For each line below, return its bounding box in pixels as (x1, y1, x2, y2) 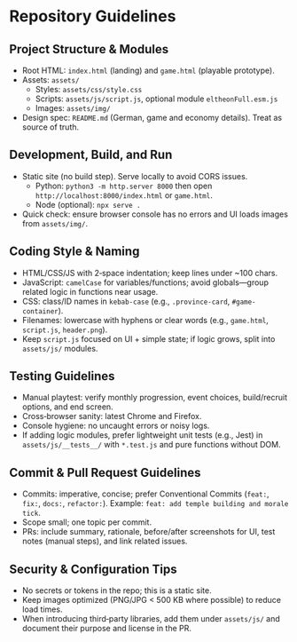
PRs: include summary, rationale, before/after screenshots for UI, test (21, 527, 276, 537)
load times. (21, 604, 63, 614)
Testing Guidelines (9, 369, 115, 384)
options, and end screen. (21, 401, 113, 412)
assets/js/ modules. (21, 343, 98, 353)
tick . (21, 508, 42, 519)
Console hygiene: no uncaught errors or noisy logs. (21, 420, 210, 432)
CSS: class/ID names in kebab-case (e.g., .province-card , (21, 296, 231, 306)
